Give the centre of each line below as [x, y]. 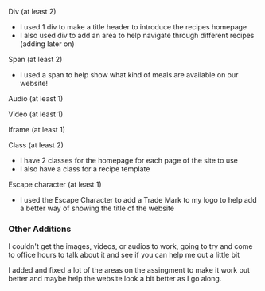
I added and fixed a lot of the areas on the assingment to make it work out [129, 270]
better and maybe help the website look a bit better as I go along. [115, 279]
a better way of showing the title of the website [97, 208]
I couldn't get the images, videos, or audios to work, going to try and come [131, 246]
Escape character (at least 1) [55, 184]
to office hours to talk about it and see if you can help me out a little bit [124, 255]
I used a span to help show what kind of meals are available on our [129, 75]
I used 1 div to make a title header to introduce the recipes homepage [133, 27]
